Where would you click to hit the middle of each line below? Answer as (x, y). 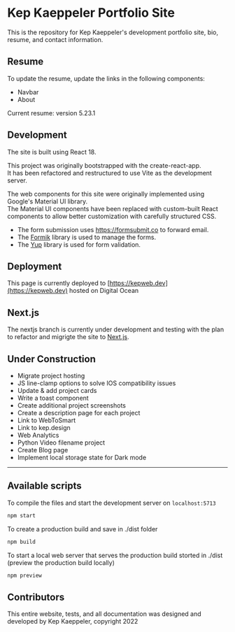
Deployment (35, 266)
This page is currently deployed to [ (59, 283)
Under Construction (51, 359)
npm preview (24, 575)
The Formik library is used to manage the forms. (86, 237)
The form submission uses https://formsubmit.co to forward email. (113, 229)
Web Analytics (38, 435)
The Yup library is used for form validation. (79, 244)
